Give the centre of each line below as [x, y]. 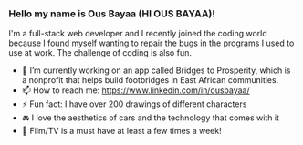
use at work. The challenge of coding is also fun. [100, 53]
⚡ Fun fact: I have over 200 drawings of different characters [134, 104]
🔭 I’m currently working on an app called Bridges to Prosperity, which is [156, 70]
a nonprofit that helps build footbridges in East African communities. [150, 80]
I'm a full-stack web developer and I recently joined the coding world [138, 34]
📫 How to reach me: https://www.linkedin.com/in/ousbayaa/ [136, 90]
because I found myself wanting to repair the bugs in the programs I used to [151, 43]
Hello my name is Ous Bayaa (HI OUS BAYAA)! [112, 14]
